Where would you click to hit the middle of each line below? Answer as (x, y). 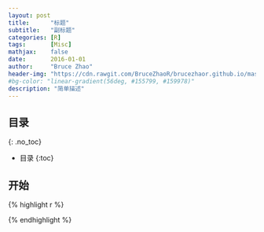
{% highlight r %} (36, 204)
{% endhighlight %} (40, 220)
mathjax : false (38, 52)
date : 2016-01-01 (47, 60)
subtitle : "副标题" (42, 30)
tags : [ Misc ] (40, 45)
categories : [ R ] (35, 37)
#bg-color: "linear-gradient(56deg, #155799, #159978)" (101, 81)
